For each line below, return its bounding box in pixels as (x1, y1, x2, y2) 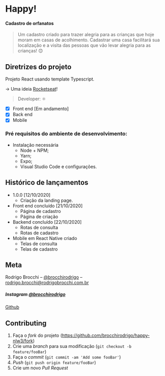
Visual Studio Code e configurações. (20, 164, 97, 170)
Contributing (5, 319, 47, 328)
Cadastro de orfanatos (5, 20, 54, 26)
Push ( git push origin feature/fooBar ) (12, 360, 96, 366)
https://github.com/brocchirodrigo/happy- (61, 332, 150, 339)
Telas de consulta (20, 240, 57, 247)
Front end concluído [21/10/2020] (12, 202, 83, 209)
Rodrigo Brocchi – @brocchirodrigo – (5, 274, 83, 280)
